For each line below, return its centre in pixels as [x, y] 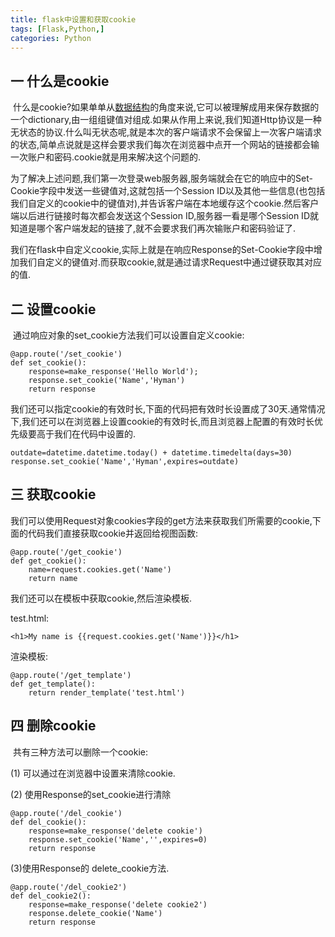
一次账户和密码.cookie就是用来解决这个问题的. [106, 157]
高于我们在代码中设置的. [86, 434]
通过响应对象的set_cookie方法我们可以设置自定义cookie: [128, 335]
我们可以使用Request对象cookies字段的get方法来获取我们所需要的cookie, [161, 520]
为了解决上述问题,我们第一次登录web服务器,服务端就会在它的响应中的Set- [161, 178]
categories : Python [51, 38]
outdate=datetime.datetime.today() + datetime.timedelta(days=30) [151, 453]
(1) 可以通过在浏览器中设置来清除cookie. [93, 773]
